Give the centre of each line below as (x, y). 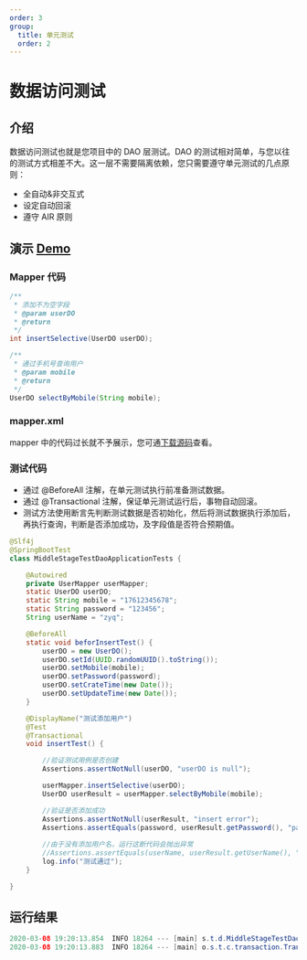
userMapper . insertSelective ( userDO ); (114, 786)
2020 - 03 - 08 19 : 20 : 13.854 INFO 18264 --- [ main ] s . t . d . (118, 939)
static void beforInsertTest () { (90, 642)
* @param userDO (44, 313)
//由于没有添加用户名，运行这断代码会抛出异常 (118, 845)
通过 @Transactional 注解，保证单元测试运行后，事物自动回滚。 (142, 501)
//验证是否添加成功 (74, 810)
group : (22, 27)
